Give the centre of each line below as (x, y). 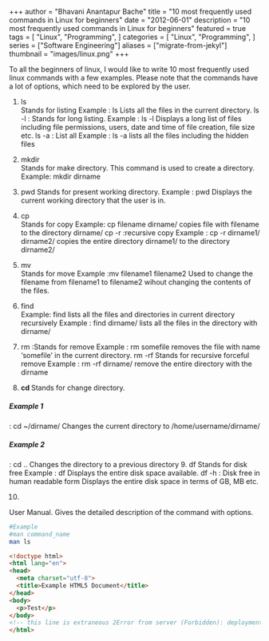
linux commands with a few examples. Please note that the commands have (134, 78)
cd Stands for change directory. (73, 387)
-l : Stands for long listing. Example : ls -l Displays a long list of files (131, 118)
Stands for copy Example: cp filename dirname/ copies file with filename (140, 224)
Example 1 (26, 406)
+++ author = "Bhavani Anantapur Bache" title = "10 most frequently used (131, 12)
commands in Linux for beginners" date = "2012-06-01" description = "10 (130, 20)
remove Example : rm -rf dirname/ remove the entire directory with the (136, 364)
